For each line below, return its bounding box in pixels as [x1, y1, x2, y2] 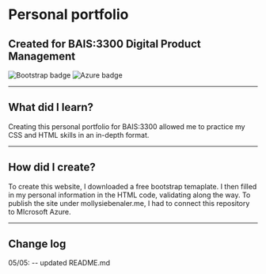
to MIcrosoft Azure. [8, 207, 71, 216]
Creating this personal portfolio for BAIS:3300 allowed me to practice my [8, 121, 245, 131]
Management [8, 49, 76, 63]
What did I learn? [8, 101, 93, 114]
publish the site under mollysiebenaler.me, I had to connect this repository [8, 198, 250, 207]
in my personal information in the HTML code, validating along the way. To [8, 190, 251, 200]
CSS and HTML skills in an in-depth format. [8, 130, 150, 139]
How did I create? [8, 161, 97, 174]
